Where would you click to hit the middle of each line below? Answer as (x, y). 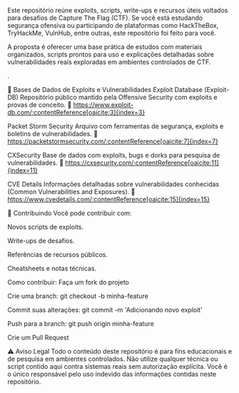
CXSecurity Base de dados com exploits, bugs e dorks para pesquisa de (114, 155)
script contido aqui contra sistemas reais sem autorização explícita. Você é (118, 366)
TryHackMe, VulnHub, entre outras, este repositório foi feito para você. (112, 33)
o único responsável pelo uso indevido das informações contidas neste (112, 374)
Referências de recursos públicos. (58, 255)
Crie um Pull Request (38, 337)
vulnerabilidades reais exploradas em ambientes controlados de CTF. (109, 62)
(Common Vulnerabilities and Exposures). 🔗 (71, 192)
